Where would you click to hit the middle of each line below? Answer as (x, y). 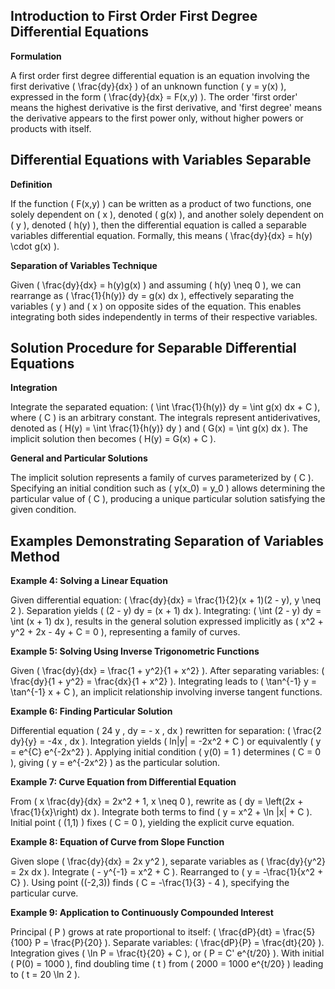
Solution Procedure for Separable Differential (153, 348)
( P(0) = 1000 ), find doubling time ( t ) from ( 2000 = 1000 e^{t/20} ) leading (167, 964)
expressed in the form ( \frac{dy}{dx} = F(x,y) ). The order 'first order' (154, 96)
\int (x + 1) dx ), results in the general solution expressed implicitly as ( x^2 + (167, 621)
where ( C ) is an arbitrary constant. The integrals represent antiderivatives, (165, 418)
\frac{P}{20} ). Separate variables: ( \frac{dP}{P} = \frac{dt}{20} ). (188, 943)
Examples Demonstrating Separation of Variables (167, 540)
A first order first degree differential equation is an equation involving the (160, 75)
